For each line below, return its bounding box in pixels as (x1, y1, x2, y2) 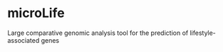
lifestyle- (190, 28, 216, 37)
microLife (7, 5, 66, 21)
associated (7, 36, 40, 44)
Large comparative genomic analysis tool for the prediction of (7, 28, 189, 37)
